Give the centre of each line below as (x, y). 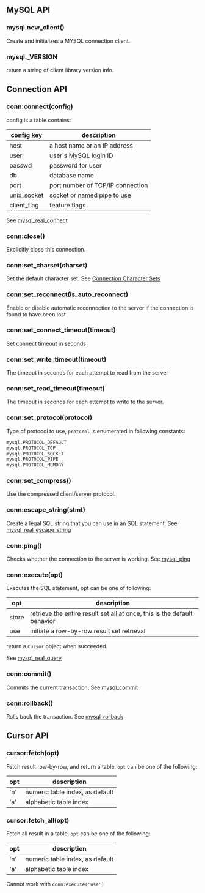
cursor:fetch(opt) (33, 753)
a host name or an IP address (91, 145)
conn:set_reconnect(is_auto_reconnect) (67, 294)
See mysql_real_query (34, 658)
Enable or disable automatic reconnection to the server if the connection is (100, 308)
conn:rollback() (30, 703)
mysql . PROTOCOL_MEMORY (35, 465)
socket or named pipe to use (90, 195)
